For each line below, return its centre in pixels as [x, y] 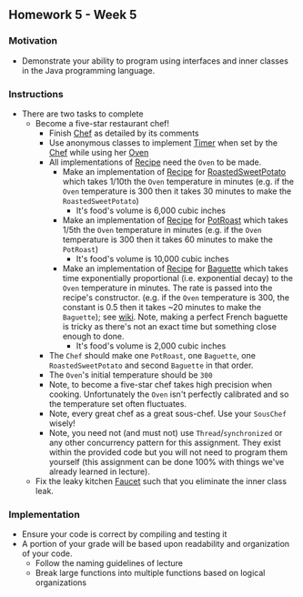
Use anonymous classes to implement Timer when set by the [163, 142]
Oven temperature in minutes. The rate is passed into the [167, 288]
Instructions [36, 94]
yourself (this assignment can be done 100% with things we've [167, 461]
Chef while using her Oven [99, 152]
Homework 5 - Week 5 [73, 15]
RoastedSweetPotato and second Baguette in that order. [151, 365]
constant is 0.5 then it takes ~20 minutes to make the [162, 307]
